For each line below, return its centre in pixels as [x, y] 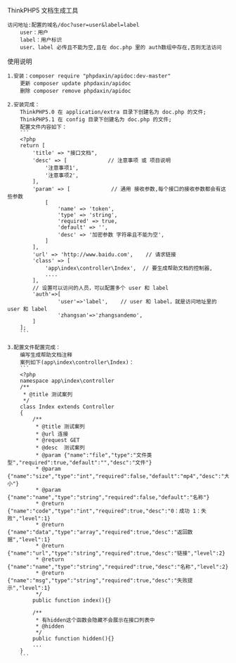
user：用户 [34, 32]
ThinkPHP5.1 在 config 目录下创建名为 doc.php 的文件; [96, 120]
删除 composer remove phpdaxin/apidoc [76, 91]
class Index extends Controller [67, 407]
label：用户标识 [41, 40]
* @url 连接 [52, 434]
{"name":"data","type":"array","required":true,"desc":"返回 [98, 532]
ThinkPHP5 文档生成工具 [43, 10]
